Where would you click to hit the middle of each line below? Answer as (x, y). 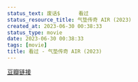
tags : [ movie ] (27, 45)
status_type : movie (35, 32)
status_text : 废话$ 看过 (48, 13)
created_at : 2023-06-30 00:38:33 (55, 26)
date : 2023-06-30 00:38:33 (45, 39)
